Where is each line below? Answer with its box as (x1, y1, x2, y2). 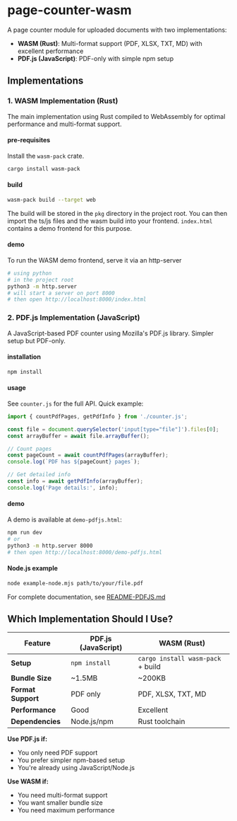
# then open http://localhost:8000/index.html (7, 296, 147, 303)
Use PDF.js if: (7, 735, 48, 743)
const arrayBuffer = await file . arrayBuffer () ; (7, 432, 150, 440)
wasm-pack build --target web (7, 196, 97, 203)
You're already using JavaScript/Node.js (17, 764, 135, 772)
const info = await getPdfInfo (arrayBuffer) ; (7, 478, 143, 485)
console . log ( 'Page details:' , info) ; (7, 484, 119, 491)
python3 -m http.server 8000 (7, 542, 93, 549)
